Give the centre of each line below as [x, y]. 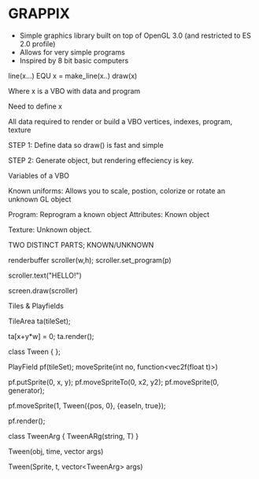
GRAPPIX [39, 14]
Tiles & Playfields [36, 306]
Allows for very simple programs [72, 52]
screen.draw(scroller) [43, 290]
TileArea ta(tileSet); [39, 321]
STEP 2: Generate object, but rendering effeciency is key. [101, 160]
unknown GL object [40, 199]
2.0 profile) [37, 43]
